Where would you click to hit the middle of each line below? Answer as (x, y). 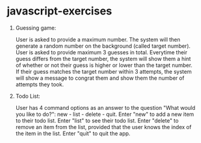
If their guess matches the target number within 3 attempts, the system (104, 71)
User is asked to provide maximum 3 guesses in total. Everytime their (101, 52)
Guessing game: (36, 28)
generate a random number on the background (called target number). (103, 46)
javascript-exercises (60, 11)
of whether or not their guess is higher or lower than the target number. (104, 65)
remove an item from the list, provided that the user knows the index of (104, 127)
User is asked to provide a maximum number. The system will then (98, 39)
